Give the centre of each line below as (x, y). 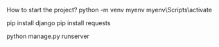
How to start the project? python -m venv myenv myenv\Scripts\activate (109, 10)
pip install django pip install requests (59, 23)
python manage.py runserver (48, 36)
